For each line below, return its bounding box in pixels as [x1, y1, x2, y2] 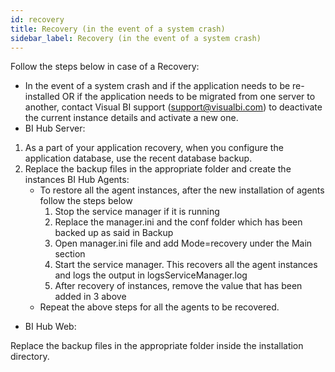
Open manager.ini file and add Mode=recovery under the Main [54, 237, 313, 250]
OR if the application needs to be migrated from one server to [61, 91, 316, 103]
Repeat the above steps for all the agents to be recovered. [39, 301, 280, 313]
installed [24, 91, 60, 103]
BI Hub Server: [24, 122, 86, 135]
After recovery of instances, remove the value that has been [54, 280, 303, 292]
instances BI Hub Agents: [24, 174, 130, 186]
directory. [10, 351, 50, 363]
